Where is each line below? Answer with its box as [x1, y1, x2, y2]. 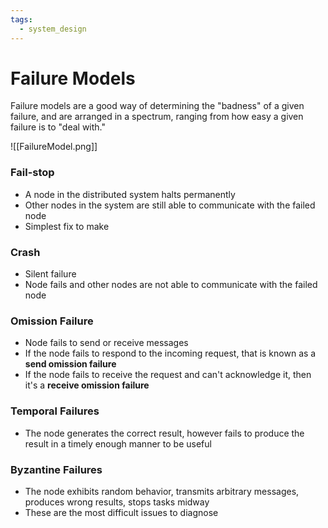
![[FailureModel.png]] [10, 141, 98, 153]
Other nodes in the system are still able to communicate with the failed [24, 199, 316, 211]
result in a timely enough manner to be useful [24, 437, 212, 450]
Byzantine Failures [10, 462, 103, 476]
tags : [10, 14, 33, 25]
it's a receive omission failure [24, 379, 150, 391]
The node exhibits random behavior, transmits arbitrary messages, [24, 485, 300, 497]
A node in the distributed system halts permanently [24, 188, 236, 200]
